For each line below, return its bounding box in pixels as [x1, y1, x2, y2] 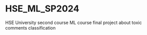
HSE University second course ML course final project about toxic [5, 19, 142, 25]
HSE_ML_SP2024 [5, 3, 80, 14]
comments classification [5, 24, 56, 30]
